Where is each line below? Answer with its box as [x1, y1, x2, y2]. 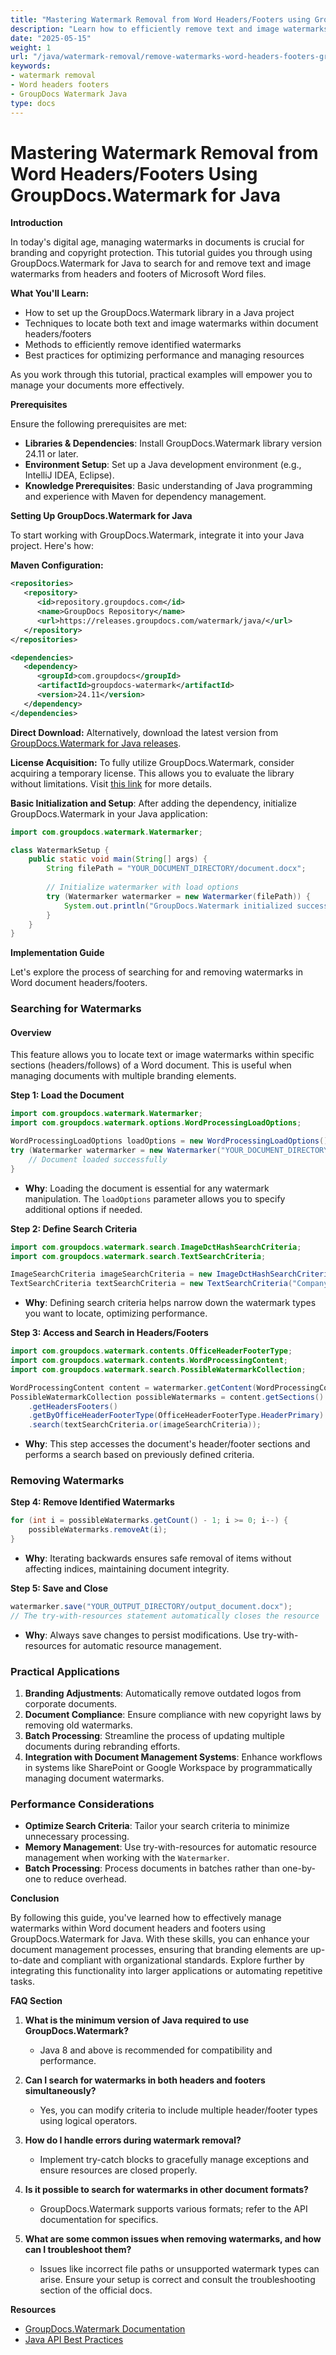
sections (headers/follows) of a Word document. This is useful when [10, 1059, 292, 1071]
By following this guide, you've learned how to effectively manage [10, 1912, 282, 1924]
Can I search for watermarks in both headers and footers [24, 2074, 266, 2086]
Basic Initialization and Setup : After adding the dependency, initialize [10, 797, 297, 809]
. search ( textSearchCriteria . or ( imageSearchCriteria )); [28, 1420, 262, 1430]
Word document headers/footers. [10, 977, 148, 989]
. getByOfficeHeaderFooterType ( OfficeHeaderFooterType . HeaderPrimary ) [28, 1411, 325, 1421]
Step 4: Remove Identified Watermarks [10, 1496, 175, 1508]
